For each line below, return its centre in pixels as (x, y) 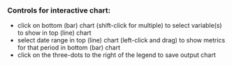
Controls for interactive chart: (59, 10)
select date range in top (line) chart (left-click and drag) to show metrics (121, 40)
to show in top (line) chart (55, 33)
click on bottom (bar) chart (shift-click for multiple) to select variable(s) (119, 26)
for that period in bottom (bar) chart (69, 48)
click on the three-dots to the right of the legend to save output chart (116, 55)
